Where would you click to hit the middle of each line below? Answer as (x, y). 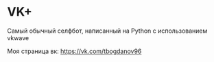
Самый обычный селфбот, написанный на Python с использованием (107, 31)
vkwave (18, 37)
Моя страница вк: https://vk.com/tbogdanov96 (74, 51)
